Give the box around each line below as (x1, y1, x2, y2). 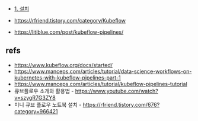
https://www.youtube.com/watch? (75, 87, 158, 94)
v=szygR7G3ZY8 (14, 94, 56, 101)
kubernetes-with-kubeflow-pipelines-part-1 (14, 74, 121, 81)
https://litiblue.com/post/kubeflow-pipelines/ (14, 28, 124, 36)
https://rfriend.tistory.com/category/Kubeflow (14, 17, 126, 24)
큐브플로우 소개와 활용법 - (14, 87, 74, 94)
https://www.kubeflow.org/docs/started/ (14, 61, 113, 68)
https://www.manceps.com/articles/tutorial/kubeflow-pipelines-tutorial (14, 80, 187, 87)
